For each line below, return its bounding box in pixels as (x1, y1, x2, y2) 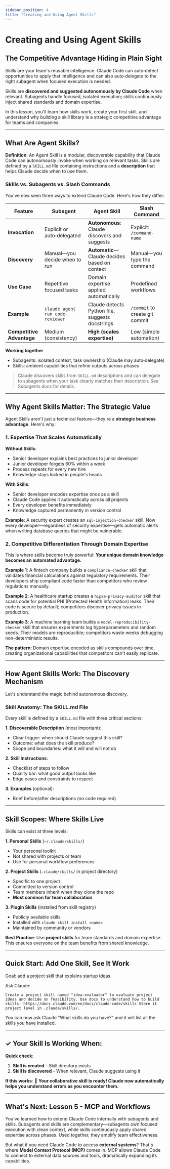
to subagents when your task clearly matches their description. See (17, 378, 159, 384)
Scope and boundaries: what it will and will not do (12, 745, 116, 752)
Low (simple (131, 328, 160, 335)
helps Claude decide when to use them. (5, 168, 88, 175)
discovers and (88, 232, 122, 239)
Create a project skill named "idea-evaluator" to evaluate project (5, 992, 153, 997)
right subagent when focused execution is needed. (5, 78, 111, 84)
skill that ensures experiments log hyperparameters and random (22, 624, 156, 631)
